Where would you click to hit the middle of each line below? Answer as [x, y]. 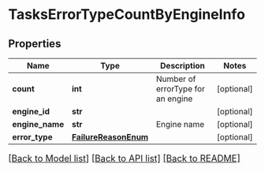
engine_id [31, 112]
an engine [174, 99]
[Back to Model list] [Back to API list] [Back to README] [124, 158]
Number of [176, 79]
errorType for [180, 89]
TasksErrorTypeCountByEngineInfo [127, 15]
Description [183, 66]
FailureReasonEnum [110, 137]
